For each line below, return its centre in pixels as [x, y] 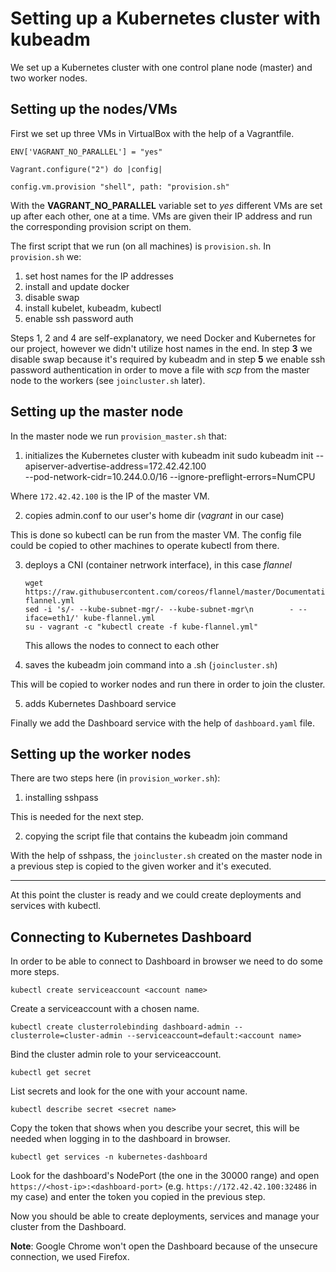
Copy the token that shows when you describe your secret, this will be [155, 1128]
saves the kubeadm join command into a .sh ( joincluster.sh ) [151, 664]
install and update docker [77, 286]
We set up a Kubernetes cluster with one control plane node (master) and [161, 67]
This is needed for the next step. [77, 817]
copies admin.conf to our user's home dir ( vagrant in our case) [154, 515]
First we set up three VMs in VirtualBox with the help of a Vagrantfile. [152, 133]
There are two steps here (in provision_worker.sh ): [115, 778]
